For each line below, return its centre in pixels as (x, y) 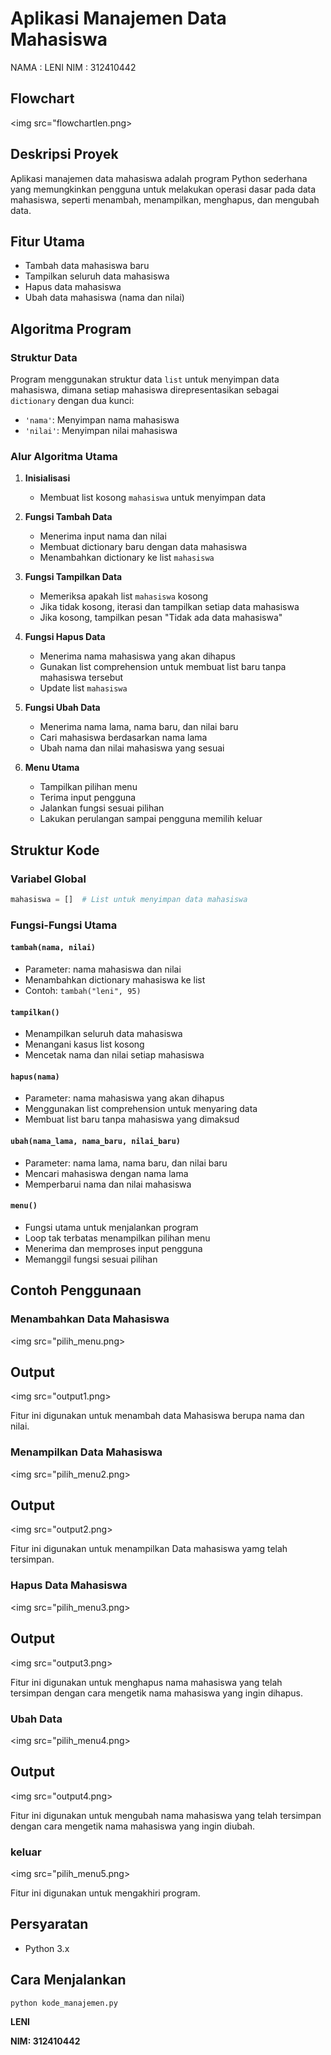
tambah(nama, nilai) (53, 948)
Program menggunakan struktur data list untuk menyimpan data (145, 379)
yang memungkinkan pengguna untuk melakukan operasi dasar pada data (163, 189)
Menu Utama (52, 768)
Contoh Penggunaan (76, 1290)
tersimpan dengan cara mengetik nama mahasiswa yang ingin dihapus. (157, 1693)
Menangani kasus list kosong (84, 1044)
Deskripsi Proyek (64, 154)
